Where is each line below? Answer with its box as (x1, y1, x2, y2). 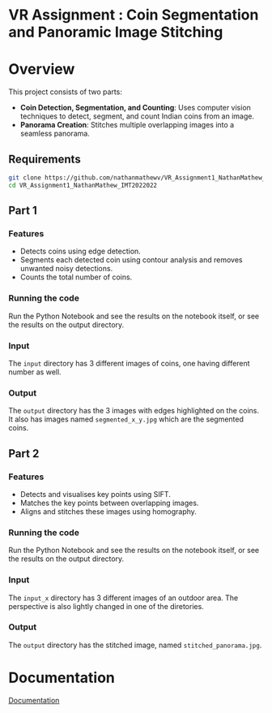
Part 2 (8, 447, 40, 460)
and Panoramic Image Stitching (8, 23, 223, 41)
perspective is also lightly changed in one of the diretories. (8, 601, 204, 611)
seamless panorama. (19, 128, 91, 139)
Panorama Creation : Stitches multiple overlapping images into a (19, 120, 235, 130)
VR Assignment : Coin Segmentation (8, 6, 259, 24)
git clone (8, 173, 42, 182)
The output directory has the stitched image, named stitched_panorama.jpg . (8, 640, 262, 650)
